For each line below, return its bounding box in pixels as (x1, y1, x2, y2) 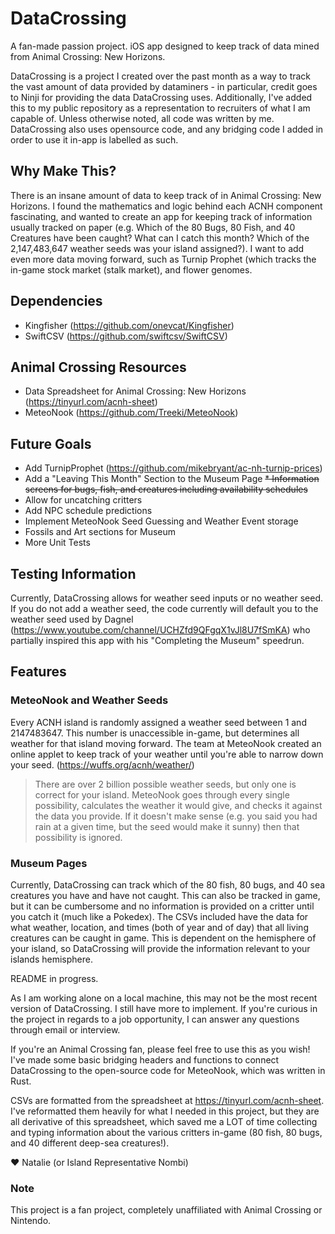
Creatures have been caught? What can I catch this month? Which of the (10, 232, 310, 244)
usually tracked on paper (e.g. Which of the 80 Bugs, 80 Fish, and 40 (10, 221, 296, 233)
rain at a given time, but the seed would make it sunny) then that (34, 820, 300, 832)
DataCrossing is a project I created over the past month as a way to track (10, 70, 312, 82)
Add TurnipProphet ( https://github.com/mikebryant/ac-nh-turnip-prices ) (24, 462, 323, 474)
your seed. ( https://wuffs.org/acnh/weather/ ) (10, 758, 195, 771)
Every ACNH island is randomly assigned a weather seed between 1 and (10, 716, 307, 728)
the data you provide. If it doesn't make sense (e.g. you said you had (34, 810, 318, 822)
